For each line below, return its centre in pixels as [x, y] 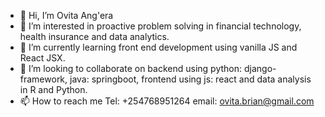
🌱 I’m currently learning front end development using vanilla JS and [158, 47]
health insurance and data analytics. [94, 36]
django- [260, 68]
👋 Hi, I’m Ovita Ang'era [66, 15]
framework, [43, 79]
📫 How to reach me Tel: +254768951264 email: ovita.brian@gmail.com [167, 101]
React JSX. [42, 58]
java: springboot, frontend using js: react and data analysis [190, 79]
